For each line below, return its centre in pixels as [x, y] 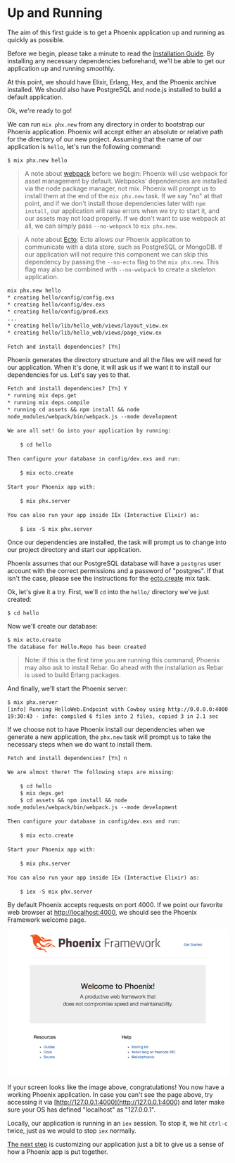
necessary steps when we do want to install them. [80, 744]
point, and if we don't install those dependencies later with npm [115, 203]
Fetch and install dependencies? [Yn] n [68, 758]
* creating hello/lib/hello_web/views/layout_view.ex [88, 326]
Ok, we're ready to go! [40, 110]
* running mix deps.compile [49, 402]
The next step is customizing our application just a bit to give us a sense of [116, 1144]
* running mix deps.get [42, 395]
